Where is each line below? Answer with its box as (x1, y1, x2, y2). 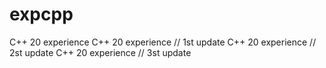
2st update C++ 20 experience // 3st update (9, 46, 192, 58)
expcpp (9, 3, 74, 26)
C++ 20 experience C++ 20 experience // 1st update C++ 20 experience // (9, 36, 317, 48)
